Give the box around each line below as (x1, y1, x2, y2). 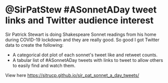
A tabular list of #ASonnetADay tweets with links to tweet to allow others (12, 57, 163, 63)
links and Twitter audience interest (5, 15, 154, 26)
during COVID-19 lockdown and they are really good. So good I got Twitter (5, 37, 160, 43)
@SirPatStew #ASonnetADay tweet (5, 4, 157, 16)
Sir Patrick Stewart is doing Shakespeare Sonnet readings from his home (5, 31, 156, 37)
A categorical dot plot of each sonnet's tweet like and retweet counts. (12, 52, 158, 58)
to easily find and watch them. (12, 62, 76, 68)
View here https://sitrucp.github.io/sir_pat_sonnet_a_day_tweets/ (5, 72, 140, 78)
